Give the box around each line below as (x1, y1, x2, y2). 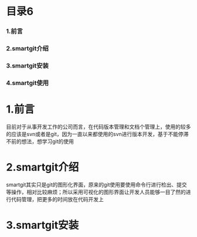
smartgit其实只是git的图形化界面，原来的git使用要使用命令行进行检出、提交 (6, 181, 188, 188)
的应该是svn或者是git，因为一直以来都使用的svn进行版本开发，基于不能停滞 (6, 130, 189, 137)
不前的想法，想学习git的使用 (6, 138, 74, 145)
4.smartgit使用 (6, 79, 49, 87)
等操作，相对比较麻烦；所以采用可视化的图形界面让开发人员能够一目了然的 (6, 188, 186, 195)
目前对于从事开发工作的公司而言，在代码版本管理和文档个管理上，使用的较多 (6, 123, 191, 130)
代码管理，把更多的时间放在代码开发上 (11, 195, 104, 202)
